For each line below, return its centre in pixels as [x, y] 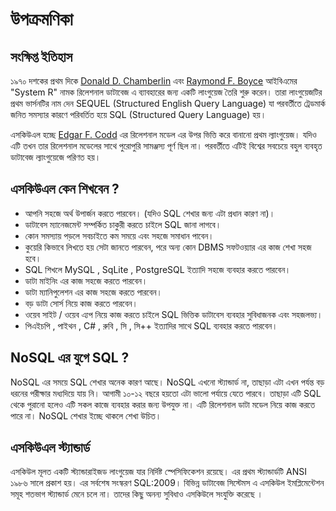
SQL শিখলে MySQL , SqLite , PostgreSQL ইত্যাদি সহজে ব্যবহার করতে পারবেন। [158, 269]
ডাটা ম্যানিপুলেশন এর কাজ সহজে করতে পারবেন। [93, 292]
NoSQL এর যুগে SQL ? [70, 358]
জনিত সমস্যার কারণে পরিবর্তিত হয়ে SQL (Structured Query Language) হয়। [138, 114]
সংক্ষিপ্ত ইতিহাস [41, 56]
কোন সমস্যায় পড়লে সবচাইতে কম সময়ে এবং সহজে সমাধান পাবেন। [119, 235]
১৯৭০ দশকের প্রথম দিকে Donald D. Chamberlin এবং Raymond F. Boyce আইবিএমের [154, 81]
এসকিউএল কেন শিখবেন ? [65, 189]
